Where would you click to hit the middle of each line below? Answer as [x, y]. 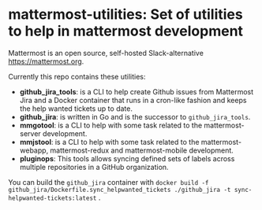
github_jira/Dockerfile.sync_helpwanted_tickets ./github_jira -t [120, 190]
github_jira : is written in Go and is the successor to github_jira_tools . [135, 116]
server [30, 133]
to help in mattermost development [125, 31]
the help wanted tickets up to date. [76, 109]
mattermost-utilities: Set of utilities [125, 15]
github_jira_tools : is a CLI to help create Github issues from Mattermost [137, 91]
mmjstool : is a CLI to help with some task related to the [109, 142]
